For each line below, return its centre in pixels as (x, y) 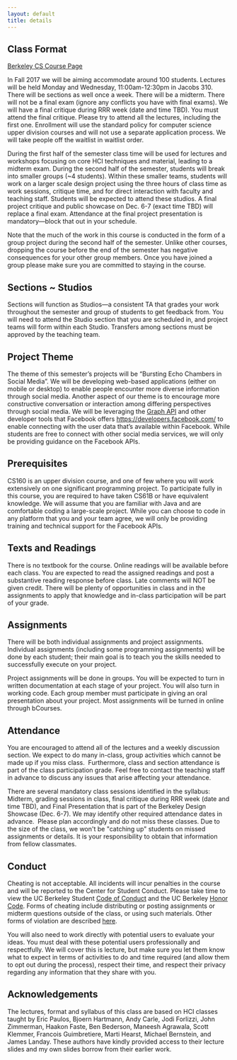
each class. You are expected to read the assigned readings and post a (111, 572)
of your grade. (28, 603)
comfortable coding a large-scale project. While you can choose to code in (116, 511)
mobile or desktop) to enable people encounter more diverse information (113, 388)
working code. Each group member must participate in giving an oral (107, 693)
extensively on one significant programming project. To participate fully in (115, 488)
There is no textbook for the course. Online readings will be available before (118, 565)
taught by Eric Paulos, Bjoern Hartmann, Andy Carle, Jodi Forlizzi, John (111, 1019)
